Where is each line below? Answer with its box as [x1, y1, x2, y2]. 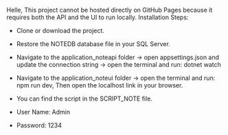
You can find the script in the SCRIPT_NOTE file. [16, 94, 152, 103]
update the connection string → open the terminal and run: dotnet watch [16, 61, 221, 68]
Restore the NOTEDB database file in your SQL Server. [16, 40, 171, 48]
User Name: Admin [16, 108, 70, 116]
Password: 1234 [16, 121, 62, 129]
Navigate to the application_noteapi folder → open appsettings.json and [16, 53, 220, 61]
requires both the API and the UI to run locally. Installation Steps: [6, 13, 189, 21]
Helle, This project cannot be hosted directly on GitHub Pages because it [6, 6, 213, 14]
